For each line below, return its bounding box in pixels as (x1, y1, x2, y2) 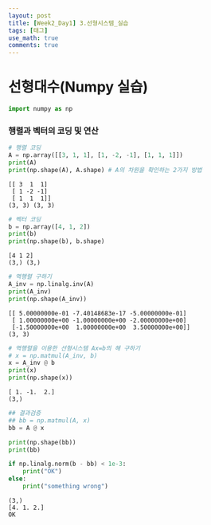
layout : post (8, 11, 52, 20)
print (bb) (8, 445, 41, 454)
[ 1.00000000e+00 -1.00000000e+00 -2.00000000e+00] (11, 316, 187, 324)
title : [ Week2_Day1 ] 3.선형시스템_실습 (8, 19, 129, 27)
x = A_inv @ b (8, 359, 56, 367)
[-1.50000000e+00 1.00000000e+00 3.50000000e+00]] (11, 323, 191, 331)
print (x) (8, 366, 37, 374)
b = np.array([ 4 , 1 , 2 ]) (8, 222, 91, 231)
